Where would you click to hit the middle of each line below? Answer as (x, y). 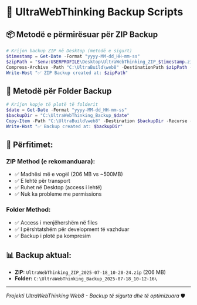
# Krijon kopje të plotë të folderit (52, 105)
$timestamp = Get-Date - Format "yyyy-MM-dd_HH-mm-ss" (73, 56)
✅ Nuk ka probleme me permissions (58, 194)
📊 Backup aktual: (39, 255)
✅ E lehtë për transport (42, 181)
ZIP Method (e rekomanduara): (51, 161)
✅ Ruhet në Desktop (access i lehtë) (58, 187)
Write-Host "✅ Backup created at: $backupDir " (64, 126)
